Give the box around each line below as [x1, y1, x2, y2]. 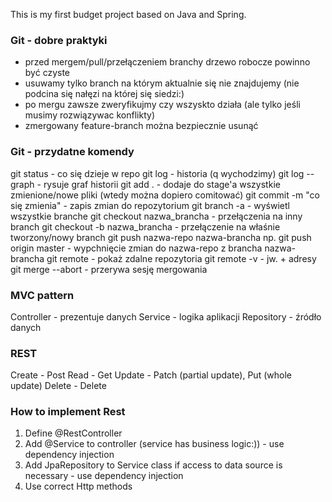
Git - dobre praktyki [10, 33, 108, 47]
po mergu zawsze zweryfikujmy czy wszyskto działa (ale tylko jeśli [24, 99, 301, 111]
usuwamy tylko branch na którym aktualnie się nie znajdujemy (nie [24, 77, 300, 89]
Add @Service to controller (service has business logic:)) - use [24, 438, 285, 450]
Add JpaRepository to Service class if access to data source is [24, 459, 283, 471]
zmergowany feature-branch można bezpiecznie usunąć [24, 120, 259, 132]
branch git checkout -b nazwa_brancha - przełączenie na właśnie [10, 220, 281, 233]
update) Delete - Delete [10, 380, 107, 392]
